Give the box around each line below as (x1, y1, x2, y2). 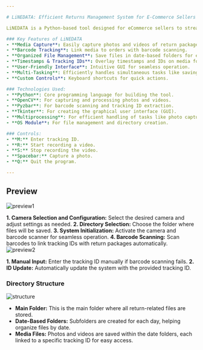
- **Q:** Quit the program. (6, 159, 77, 165)
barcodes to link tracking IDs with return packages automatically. (6, 240, 168, 247)
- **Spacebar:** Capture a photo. (6, 153, 94, 159)
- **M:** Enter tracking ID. (6, 136, 80, 142)
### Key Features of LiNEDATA (6, 36, 83, 42)
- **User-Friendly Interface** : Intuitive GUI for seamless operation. (6, 64, 190, 70)
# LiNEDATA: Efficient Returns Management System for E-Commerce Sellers (6, 14, 196, 20)
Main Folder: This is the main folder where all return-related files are (14, 304, 186, 311)
